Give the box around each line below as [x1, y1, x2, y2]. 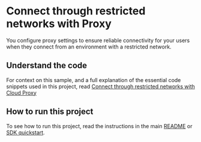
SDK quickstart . [6, 129, 45, 136]
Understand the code [6, 61, 88, 71]
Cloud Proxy [6, 89, 37, 96]
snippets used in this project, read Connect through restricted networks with [6, 83, 195, 90]
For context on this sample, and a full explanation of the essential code [6, 76, 181, 83]
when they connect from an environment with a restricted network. [6, 43, 172, 50]
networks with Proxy [6, 17, 112, 31]
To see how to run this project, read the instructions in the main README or [6, 122, 193, 129]
